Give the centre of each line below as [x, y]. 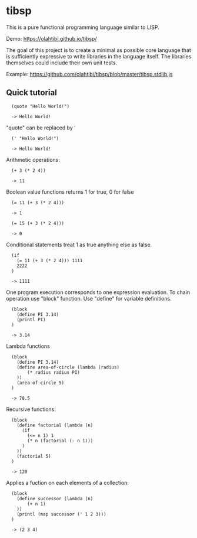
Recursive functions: [31, 409]
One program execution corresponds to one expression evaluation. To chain [98, 292]
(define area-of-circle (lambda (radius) [68, 367]
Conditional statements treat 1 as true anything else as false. [79, 244]
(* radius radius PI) [54, 372]
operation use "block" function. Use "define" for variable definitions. [89, 298]
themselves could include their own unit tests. [62, 63]
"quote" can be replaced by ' [41, 128]
